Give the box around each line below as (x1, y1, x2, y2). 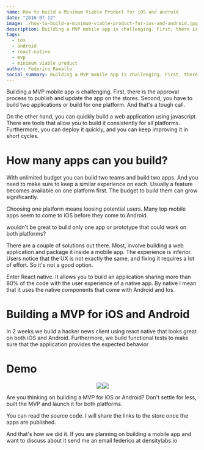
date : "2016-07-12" (6, 15, 56, 21)
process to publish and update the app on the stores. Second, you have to (6, 95, 193, 102)
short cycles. (6, 132, 39, 140)
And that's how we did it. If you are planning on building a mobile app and (6, 430, 191, 438)
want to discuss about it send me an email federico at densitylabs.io (6, 437, 178, 445)
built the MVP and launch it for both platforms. (6, 401, 123, 408)
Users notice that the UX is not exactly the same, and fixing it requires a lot (6, 255, 195, 263)
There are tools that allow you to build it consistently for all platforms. (6, 120, 180, 127)
